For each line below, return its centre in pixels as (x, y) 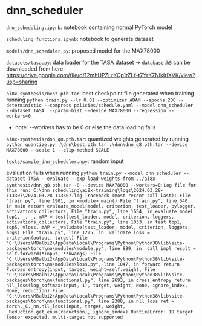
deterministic (24, 105)
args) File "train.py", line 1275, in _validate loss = (78, 232)
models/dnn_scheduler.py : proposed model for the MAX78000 (83, 50)
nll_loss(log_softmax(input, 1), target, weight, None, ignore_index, (97, 285)
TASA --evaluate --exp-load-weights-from (81, 179)
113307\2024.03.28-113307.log (44, 196)
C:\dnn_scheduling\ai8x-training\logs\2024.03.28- (98, 190)
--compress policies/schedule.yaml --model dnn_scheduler (119, 105)
